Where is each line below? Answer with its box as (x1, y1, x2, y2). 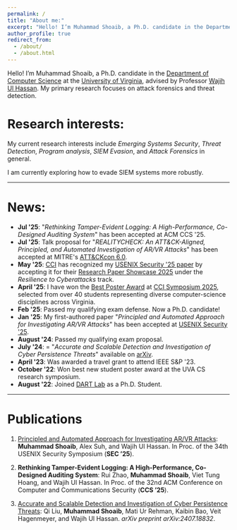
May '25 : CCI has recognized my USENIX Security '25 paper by (17, 260, 203, 269)
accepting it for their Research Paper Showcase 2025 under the (17, 267, 203, 276)
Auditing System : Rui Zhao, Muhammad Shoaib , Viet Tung (47, 470, 220, 479)
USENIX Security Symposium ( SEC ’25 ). (17, 449, 135, 458)
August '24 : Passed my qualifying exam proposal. (17, 335, 164, 343)
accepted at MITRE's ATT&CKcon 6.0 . (17, 252, 128, 261)
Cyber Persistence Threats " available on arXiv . (17, 350, 154, 358)
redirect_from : (7, 37, 52, 44)
